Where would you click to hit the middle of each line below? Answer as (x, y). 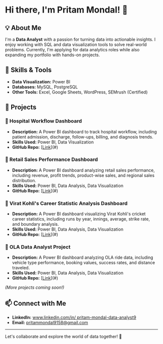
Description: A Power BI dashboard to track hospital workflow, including (84, 132)
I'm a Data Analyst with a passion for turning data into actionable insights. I (80, 39)
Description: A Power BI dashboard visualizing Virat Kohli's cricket (79, 214)
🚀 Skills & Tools (28, 70)
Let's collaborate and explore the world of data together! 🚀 (64, 337)
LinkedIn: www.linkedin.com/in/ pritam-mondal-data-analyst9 (74, 317)
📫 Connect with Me (36, 303)
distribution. (24, 180)
